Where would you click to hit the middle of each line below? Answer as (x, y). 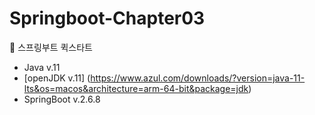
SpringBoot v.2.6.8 (62, 99)
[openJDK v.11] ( (57, 78)
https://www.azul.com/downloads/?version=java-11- (198, 78)
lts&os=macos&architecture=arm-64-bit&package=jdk (136, 88)
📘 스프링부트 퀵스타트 (51, 47)
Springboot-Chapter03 (107, 18)
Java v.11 (42, 67)
